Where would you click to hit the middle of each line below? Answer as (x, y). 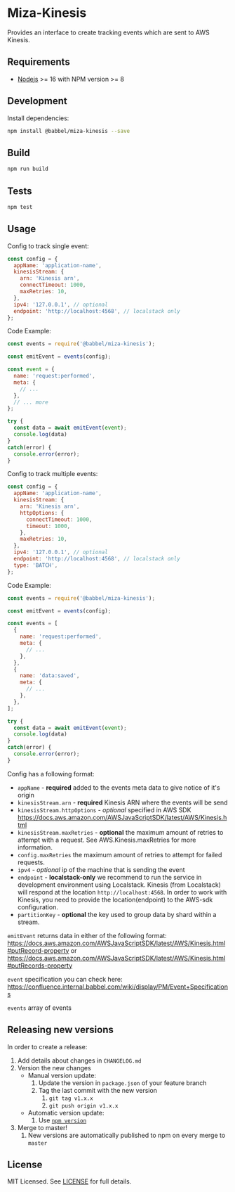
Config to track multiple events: (53, 474)
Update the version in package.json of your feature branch (122, 1083)
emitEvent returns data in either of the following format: (87, 935)
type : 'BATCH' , (36, 565)
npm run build (28, 169)
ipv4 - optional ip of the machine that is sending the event (101, 869)
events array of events (40, 1008)
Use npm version (62, 1120)
